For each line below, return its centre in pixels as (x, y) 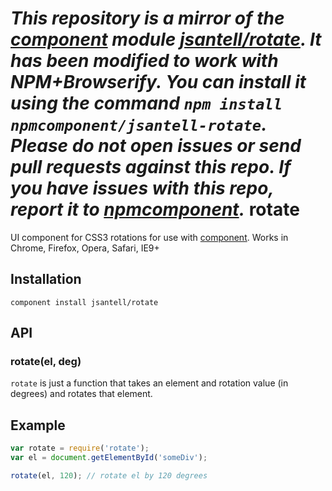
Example (38, 425)
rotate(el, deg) (46, 362)
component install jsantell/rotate (84, 302)
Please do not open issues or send (156, 146)
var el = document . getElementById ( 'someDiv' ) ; (109, 458)
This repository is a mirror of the (147, 18)
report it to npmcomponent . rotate (155, 209)
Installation (46, 279)
